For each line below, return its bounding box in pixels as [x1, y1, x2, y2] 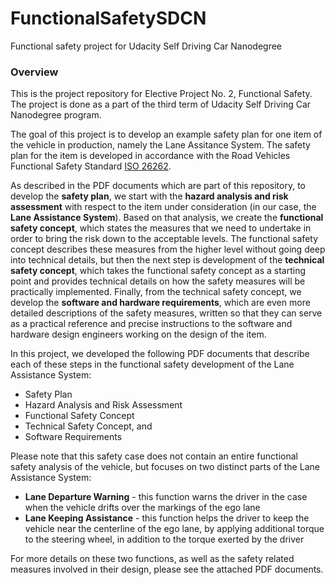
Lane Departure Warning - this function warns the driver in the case [24, 491, 308, 503]
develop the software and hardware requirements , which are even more [10, 297, 311, 309]
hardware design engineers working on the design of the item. [10, 328, 267, 341]
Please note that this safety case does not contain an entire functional [10, 450, 298, 462]
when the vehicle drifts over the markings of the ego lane [24, 502, 261, 514]
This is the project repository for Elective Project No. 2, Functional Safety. [10, 88, 313, 100]
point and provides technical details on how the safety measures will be [10, 275, 306, 287]
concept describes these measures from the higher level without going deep [10, 243, 326, 256]
